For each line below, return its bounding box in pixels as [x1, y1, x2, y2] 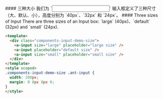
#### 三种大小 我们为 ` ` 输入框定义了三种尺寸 [5, 5, 156, 11]
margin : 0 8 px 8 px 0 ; [9, 79, 55, 85]
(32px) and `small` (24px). [5, 24, 59, 30]
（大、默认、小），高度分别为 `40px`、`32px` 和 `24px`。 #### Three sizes [5, 12, 158, 18]
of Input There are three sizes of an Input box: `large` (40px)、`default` [5, 18, 151, 24]
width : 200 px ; [9, 75, 39, 80]
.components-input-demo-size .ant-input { [5, 70, 95, 75]
